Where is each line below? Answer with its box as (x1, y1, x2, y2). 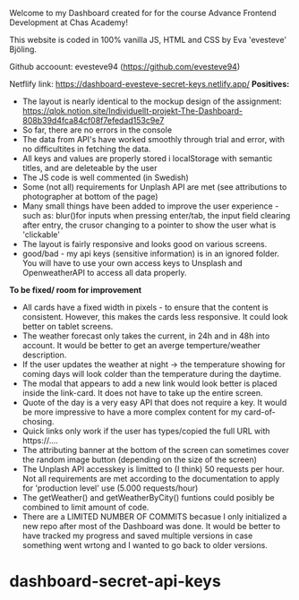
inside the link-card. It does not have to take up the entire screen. (21, 388, 263, 398)
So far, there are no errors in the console (21, 124, 173, 135)
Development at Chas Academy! (9, 17, 128, 28)
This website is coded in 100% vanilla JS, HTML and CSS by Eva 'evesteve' (9, 35, 287, 45)
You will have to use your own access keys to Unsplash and (21, 258, 243, 268)
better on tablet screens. (21, 321, 114, 331)
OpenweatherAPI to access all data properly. (21, 268, 187, 278)
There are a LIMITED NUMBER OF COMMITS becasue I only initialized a (21, 511, 287, 522)
